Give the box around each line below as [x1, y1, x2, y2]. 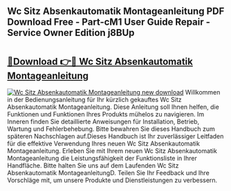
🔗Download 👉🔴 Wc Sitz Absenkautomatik [7, 55, 194, 68]
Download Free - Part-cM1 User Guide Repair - [7, 17, 211, 28]
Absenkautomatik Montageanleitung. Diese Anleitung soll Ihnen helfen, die [7, 103, 219, 111]
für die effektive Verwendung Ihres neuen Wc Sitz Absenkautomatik [7, 139, 201, 148]
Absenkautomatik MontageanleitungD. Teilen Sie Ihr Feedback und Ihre [7, 169, 210, 177]
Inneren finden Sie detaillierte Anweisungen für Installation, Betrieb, [7, 117, 200, 125]
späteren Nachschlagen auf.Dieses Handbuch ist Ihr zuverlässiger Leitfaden [7, 132, 224, 140]
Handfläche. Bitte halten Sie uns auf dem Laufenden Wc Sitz [7, 161, 179, 170]
